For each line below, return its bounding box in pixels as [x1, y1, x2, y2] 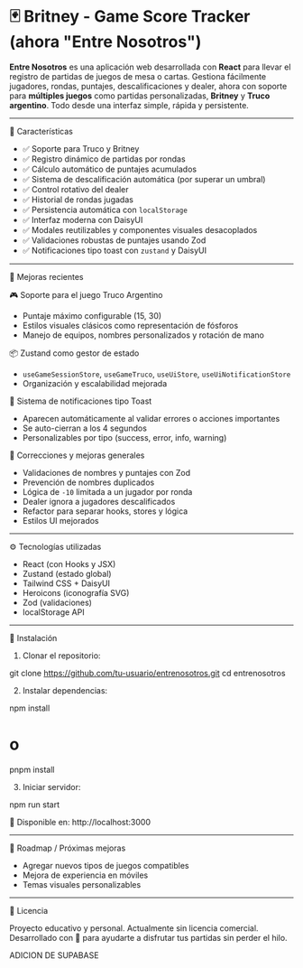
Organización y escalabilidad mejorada [22, 377, 168, 388]
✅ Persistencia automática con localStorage [22, 204, 188, 215]
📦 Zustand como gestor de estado [9, 348, 140, 358]
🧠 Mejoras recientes [9, 271, 84, 282]
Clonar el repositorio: [22, 650, 101, 661]
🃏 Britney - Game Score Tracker [9, 6, 251, 27]
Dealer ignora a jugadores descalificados [22, 496, 176, 507]
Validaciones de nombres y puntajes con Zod [22, 467, 191, 478]
